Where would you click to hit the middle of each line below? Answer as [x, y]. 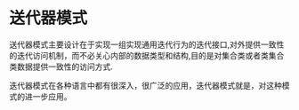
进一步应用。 [48, 96]
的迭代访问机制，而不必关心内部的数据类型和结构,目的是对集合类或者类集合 [147, 55]
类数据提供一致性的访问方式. [61, 67]
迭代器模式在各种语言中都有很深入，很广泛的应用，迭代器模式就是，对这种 [145, 85]
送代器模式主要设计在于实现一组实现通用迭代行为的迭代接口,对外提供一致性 [147, 44]
